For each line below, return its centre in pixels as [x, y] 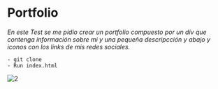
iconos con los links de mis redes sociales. [69, 47]
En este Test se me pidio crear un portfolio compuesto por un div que [107, 32]
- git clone [24, 59]
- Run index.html [32, 65]
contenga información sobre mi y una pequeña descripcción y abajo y [109, 39]
